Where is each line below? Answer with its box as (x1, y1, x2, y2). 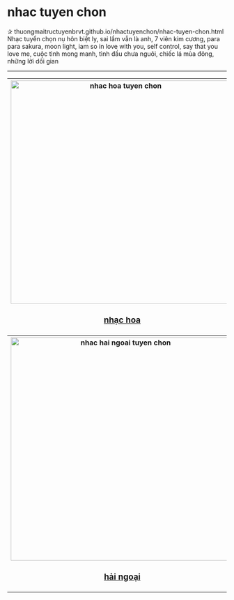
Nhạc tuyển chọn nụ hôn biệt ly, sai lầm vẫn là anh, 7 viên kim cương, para (7, 34, 221, 43)
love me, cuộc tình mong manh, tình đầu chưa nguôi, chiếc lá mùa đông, (7, 50, 214, 58)
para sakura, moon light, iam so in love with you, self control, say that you (7, 42, 218, 50)
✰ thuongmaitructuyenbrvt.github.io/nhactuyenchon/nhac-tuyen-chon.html (7, 27, 224, 36)
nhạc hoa (103, 315, 141, 326)
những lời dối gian (7, 57, 59, 65)
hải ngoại (104, 571, 141, 583)
